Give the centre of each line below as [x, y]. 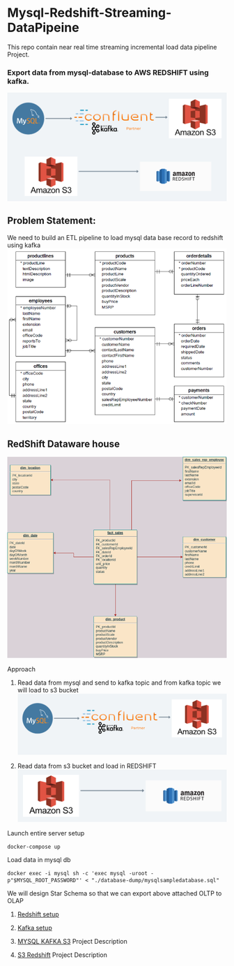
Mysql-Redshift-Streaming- [89, 13]
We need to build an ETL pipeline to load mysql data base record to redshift [115, 237]
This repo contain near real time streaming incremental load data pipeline [112, 47]
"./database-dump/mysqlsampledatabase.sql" [155, 881]
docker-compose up [34, 847]
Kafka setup [34, 928]
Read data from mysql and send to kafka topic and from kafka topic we [119, 683]
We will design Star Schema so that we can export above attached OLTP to [115, 893]
